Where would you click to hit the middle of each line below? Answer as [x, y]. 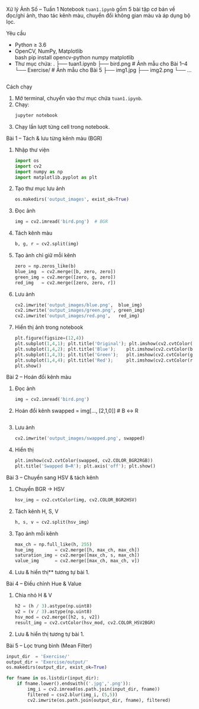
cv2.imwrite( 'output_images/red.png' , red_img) [77, 316]
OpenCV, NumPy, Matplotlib [49, 51]
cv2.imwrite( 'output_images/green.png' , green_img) [80, 311]
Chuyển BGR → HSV [40, 489]
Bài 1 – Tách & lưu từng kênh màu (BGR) [54, 138]
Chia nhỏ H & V [33, 595]
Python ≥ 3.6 [31, 45]
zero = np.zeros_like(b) [45, 266]
